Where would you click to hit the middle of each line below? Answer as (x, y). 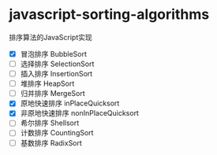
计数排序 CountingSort (57, 133)
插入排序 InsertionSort (56, 74)
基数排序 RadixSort (51, 142)
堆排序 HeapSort (47, 83)
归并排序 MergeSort (52, 94)
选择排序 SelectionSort (57, 64)
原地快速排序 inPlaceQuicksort (70, 103)
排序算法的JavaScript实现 (51, 37)
